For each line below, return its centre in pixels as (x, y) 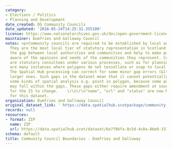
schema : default (23, 134)
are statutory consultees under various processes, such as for (80, 62)
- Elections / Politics (31, 15)
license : (15, 34)
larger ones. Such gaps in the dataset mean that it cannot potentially (89, 77)
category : (16, 10)
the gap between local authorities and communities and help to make (85, 53)
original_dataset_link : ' (33, 105)
